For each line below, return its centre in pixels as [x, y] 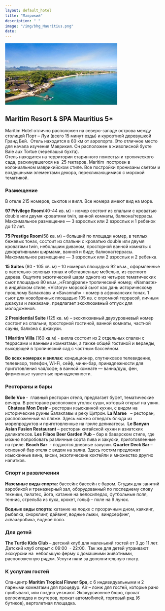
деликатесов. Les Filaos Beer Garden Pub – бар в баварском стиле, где [80, 434]
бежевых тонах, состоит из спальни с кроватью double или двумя [75, 241]
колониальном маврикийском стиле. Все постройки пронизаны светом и [83, 167]
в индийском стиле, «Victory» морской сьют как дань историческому [79, 288]
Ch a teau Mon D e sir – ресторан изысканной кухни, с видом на [72, 408]
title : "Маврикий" [24, 16]
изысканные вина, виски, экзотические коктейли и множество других [79, 455]
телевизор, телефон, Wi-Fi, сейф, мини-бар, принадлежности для [74, 363]
